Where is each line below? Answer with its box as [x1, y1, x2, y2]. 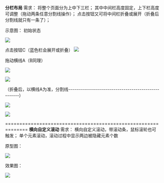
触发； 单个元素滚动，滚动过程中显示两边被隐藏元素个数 [5, 132, 118, 138]
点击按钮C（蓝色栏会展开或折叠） [5, 47, 73, 53]
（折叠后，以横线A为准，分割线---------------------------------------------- [5, 86, 160, 92]
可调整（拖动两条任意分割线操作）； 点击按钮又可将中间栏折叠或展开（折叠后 [5, 11, 159, 17]
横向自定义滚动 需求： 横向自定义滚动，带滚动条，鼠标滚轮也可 [29, 127, 156, 132]
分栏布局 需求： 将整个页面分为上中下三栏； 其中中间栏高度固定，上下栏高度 [5, 5, 160, 10]
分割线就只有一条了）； [5, 17, 51, 23]
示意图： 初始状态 [5, 27, 41, 33]
